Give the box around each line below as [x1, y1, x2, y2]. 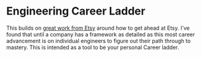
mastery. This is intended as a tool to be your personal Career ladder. [6, 44, 179, 51]
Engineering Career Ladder [6, 4, 146, 18]
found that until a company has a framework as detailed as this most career [6, 30, 196, 38]
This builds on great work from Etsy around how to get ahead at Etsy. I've [6, 24, 190, 32]
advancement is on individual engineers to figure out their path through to [6, 37, 191, 44]
